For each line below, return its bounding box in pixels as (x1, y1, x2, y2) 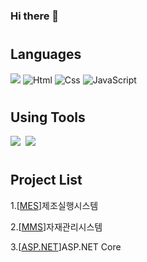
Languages (10, 46, 82, 63)
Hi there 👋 (10, 9, 60, 23)
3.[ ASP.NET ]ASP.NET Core (10, 240, 122, 253)
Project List (10, 172, 83, 189)
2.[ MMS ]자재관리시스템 (10, 220, 103, 233)
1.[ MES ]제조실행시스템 (10, 199, 99, 211)
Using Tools (10, 109, 86, 126)
